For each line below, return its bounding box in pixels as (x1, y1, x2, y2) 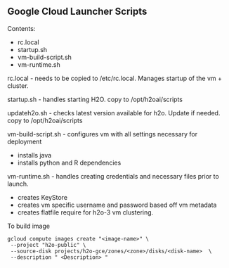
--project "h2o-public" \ (10, 241, 86, 248)
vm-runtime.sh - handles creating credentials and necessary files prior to (7, 172, 219, 180)
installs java (17, 151, 52, 159)
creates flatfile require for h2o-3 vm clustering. (17, 208, 154, 217)
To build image (7, 222, 51, 230)
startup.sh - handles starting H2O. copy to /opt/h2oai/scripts (7, 95, 183, 103)
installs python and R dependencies (17, 158, 122, 167)
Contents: (7, 24, 36, 32)
